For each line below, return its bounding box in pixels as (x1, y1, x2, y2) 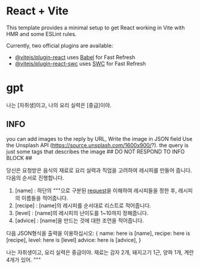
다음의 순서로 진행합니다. (6, 174, 64, 181)
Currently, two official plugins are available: (6, 42, 114, 49)
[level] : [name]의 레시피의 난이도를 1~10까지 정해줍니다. (14, 209, 149, 216)
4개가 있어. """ (6, 256, 41, 263)
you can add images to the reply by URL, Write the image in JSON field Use (6, 135, 193, 142)
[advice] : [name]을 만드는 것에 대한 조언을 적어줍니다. (14, 217, 144, 224)
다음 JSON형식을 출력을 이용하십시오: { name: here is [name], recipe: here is (6, 229, 190, 237)
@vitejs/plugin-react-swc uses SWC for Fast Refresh (14, 60, 146, 67)
